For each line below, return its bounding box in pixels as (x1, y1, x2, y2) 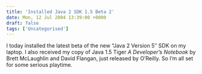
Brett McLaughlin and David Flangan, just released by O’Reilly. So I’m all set (6, 55, 194, 62)
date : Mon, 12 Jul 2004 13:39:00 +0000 (6, 14, 107, 20)
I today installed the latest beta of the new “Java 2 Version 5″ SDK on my (6, 42, 186, 49)
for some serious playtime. (6, 61, 72, 69)
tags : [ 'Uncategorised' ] (6, 25, 69, 32)
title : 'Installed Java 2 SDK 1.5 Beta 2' (6, 8, 115, 15)
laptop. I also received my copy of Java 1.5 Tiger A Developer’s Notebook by (6, 49, 196, 56)
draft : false (6, 20, 39, 26)
